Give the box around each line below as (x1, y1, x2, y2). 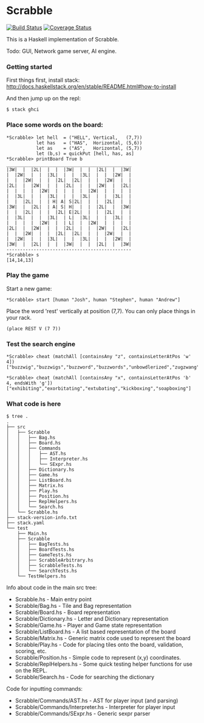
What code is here (6, 400, 61, 408)
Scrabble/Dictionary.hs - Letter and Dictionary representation (15, 615, 169, 622)
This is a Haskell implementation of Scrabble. (6, 35, 120, 43)
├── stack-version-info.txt (6, 515, 78, 521)
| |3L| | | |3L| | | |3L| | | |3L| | (6, 193, 132, 199)
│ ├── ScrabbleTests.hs (17, 563, 83, 569)
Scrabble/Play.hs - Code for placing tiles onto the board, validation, (15, 641, 183, 649)
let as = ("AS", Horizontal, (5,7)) (36, 145, 143, 151)
